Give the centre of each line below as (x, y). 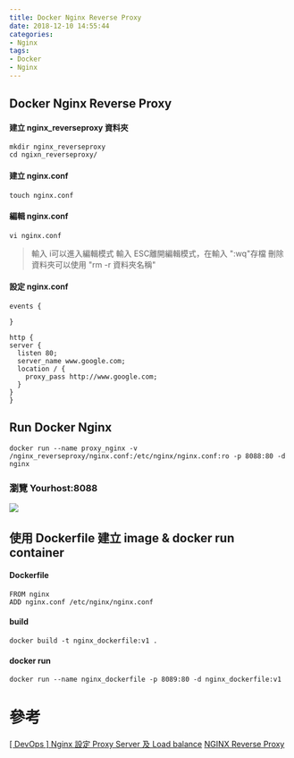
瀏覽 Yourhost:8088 (54, 488)
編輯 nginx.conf (39, 217)
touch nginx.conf (42, 195)
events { (25, 307)
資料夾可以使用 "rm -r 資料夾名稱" (93, 264)
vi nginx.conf (36, 235)
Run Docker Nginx (61, 427)
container (37, 553)
